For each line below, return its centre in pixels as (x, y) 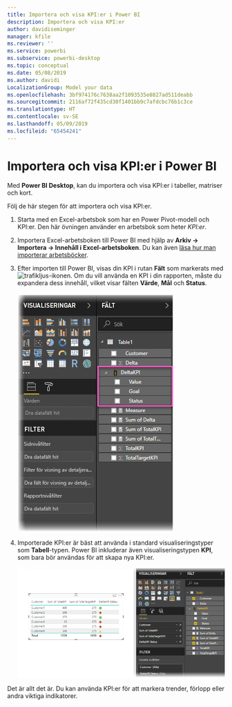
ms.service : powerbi (37, 51)
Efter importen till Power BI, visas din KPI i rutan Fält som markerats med (120, 268)
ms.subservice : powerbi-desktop (54, 59)
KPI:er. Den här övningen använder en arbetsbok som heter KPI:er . (112, 226)
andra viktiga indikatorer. (42, 696)
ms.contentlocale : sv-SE (43, 117)
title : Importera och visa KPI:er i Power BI (74, 14)
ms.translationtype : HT (41, 109)
